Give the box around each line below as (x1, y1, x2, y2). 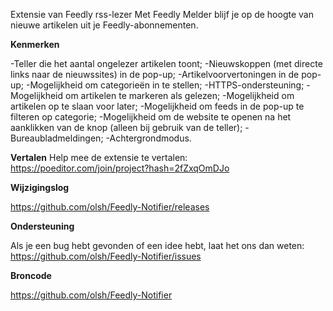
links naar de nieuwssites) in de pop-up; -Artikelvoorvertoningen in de (10, 69, 300, 80)
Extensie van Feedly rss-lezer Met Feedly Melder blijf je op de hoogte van (10, 9, 314, 20)
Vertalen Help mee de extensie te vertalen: (10, 152, 188, 163)
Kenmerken (10, 39, 60, 50)
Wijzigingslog (10, 182, 70, 193)
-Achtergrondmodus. (105, 132, 192, 144)
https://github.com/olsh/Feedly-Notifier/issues (10, 250, 202, 262)
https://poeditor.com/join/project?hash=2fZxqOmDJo (10, 162, 230, 174)
